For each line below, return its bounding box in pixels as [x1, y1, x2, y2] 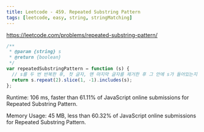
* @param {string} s [9, 49, 62, 55]
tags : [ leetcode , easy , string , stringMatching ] [6, 15, 133, 21]
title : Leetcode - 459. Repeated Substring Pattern [6, 9, 140, 15]
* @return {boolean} [9, 54, 62, 61]
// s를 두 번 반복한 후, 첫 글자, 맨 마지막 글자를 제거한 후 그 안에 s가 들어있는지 [12, 71, 198, 77]
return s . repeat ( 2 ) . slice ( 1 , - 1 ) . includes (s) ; [12, 77, 133, 83]
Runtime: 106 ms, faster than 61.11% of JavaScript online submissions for [6, 94, 189, 101]
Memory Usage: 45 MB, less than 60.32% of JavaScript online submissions [6, 112, 197, 119]
